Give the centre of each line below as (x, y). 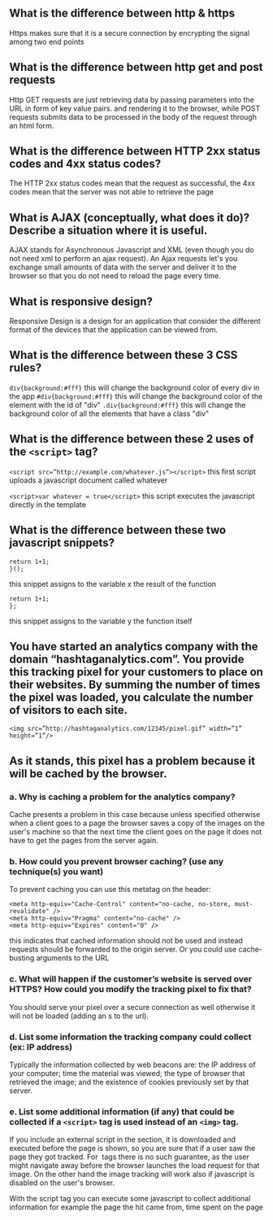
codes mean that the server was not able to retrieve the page (112, 192)
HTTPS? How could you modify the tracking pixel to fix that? (130, 990)
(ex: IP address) (41, 1047)
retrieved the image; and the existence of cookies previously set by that (129, 1082)
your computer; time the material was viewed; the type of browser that (128, 1073)
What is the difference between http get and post (136, 67)
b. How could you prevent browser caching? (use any (117, 861)
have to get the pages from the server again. (84, 840)
